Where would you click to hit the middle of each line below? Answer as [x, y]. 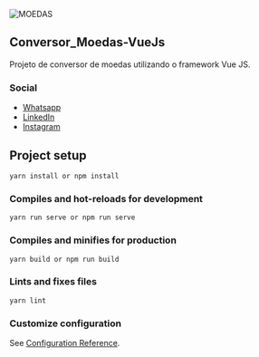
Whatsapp [42, 108]
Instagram [41, 127]
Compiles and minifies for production [93, 240]
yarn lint [28, 300]
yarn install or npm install [64, 176]
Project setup [48, 155]
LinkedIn [38, 117]
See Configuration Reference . [65, 343]
